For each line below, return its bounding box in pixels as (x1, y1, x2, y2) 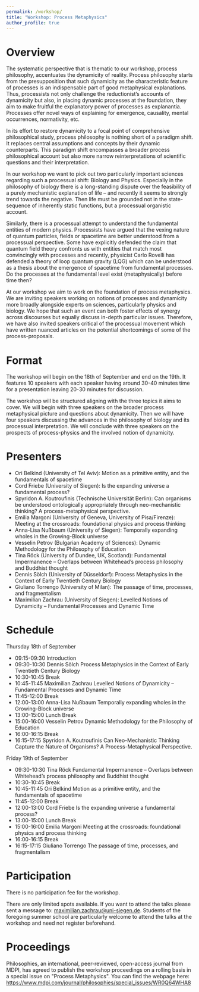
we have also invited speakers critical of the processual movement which (6, 320, 185, 327)
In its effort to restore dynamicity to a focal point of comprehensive (6, 127, 170, 135)
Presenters (6, 450, 62, 463)
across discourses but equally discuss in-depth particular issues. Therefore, (6, 314, 193, 321)
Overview (6, 45, 55, 59)
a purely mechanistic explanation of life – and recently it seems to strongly (6, 189, 188, 196)
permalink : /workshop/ (6, 8, 62, 15)
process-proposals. (6, 333, 55, 340)
